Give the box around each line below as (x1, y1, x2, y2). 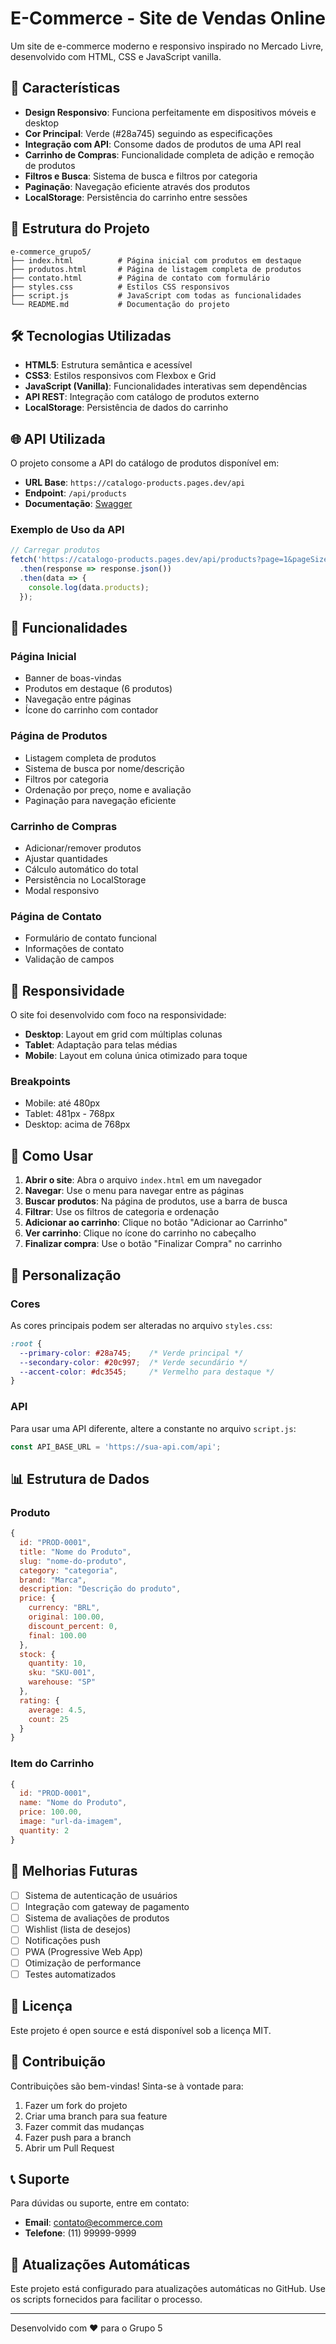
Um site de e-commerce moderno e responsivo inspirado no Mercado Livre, (10, 40, 324, 52)
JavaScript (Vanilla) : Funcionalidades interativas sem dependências (24, 380, 308, 392)
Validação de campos (24, 953, 115, 966)
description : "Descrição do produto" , (19, 1584, 182, 1594)
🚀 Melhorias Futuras (10, 1863, 138, 1880)
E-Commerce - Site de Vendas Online (10, 7, 326, 30)
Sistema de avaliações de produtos (24, 1912, 170, 1924)
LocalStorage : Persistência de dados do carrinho (24, 402, 229, 414)
